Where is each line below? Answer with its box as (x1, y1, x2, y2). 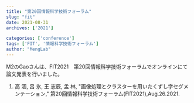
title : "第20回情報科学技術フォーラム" (6, 8, 92, 15)
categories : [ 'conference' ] (6, 36, 75, 42)
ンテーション (14, 90, 46, 97)
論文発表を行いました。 (6, 70, 63, 77)
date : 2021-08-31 (6, 19, 49, 25)
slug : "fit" (6, 14, 35, 20)
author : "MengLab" (6, 46, 51, 53)
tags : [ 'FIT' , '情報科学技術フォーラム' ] (6, 41, 99, 47)
